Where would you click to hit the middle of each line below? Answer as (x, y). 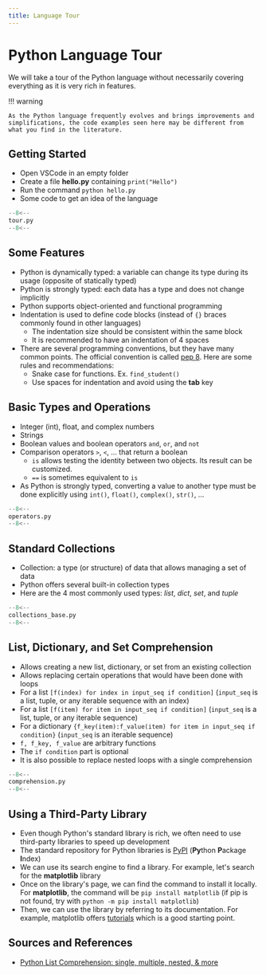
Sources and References (70, 943)
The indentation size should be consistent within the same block (137, 331)
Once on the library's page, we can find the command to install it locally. (138, 884)
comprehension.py (37, 782)
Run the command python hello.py (78, 190)
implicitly (35, 297)
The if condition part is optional (74, 751)
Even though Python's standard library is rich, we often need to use (130, 833)
